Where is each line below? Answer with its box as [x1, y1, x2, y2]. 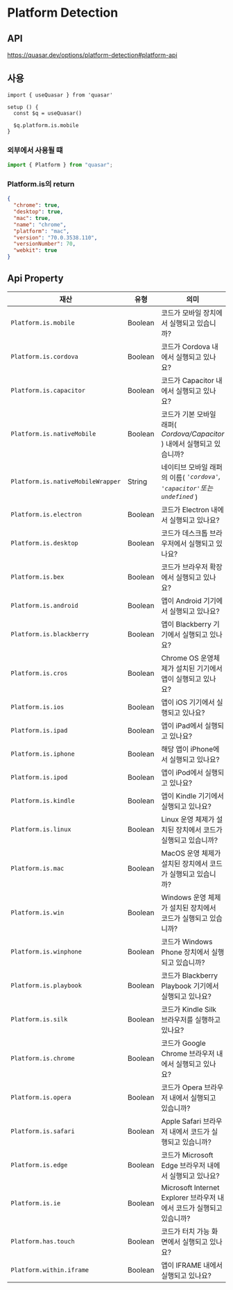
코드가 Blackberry [161, 970, 218, 980]
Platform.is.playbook [10, 981, 82, 990]
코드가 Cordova [161, 341, 210, 351]
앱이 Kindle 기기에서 [161, 791, 224, 801]
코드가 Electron [161, 504, 209, 514]
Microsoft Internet [161, 1182, 220, 1192]
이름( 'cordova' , [169, 472, 221, 482]
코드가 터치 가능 [161, 1226, 210, 1236]
